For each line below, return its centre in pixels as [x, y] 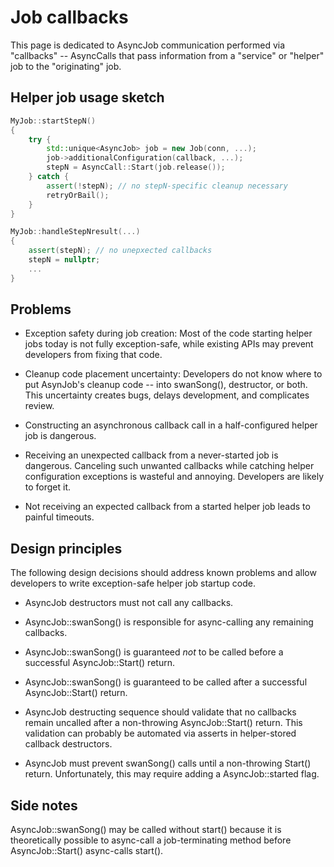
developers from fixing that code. [93, 355]
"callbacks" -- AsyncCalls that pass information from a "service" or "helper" [167, 55]
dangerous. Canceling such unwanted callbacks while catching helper [169, 466]
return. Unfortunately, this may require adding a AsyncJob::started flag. [172, 774]
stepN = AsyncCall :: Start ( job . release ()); [136, 167]
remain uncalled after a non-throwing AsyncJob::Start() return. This [163, 723]
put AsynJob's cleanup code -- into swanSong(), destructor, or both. [166, 385]
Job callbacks [69, 17]
